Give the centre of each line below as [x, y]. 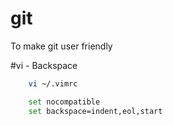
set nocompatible [64, 102]
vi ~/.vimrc [53, 83]
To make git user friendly [61, 46]
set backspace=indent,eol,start [95, 111]
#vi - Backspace [44, 65]
